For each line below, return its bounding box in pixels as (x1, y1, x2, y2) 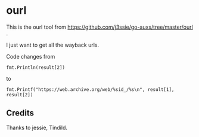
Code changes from (6, 53, 55, 60)
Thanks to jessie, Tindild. (6, 124, 67, 131)
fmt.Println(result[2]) (6, 64, 66, 71)
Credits (6, 108, 35, 118)
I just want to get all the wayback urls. (6, 41, 99, 48)
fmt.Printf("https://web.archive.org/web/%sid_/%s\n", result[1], (6, 86, 175, 93)
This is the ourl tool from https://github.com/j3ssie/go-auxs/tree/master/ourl (6, 23, 194, 31)
